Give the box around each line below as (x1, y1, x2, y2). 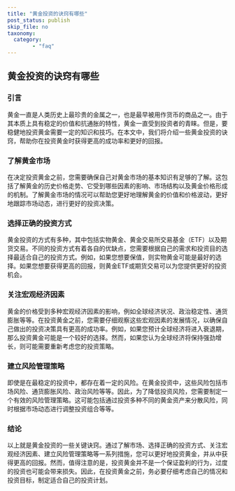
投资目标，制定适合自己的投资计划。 (7, 476, 112, 485)
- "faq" (32, 43, 55, 50)
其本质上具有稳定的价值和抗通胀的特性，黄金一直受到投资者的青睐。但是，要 (7, 119, 228, 127)
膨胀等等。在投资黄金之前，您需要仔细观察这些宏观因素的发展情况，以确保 (7, 315, 222, 324)
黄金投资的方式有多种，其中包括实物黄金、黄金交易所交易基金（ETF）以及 (7, 236, 221, 244)
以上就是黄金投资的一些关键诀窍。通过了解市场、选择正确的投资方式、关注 (7, 441, 222, 450)
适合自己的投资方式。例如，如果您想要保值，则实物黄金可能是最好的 (19, 253, 215, 262)
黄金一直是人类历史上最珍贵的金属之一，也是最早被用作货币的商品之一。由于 (7, 110, 228, 119)
